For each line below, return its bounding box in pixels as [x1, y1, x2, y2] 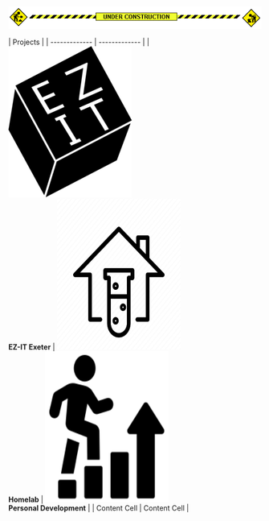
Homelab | [8, 494, 44, 504]
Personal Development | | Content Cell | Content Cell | [8, 502, 190, 513]
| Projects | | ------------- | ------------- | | [8, 37, 150, 47]
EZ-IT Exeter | [8, 341, 55, 352]
